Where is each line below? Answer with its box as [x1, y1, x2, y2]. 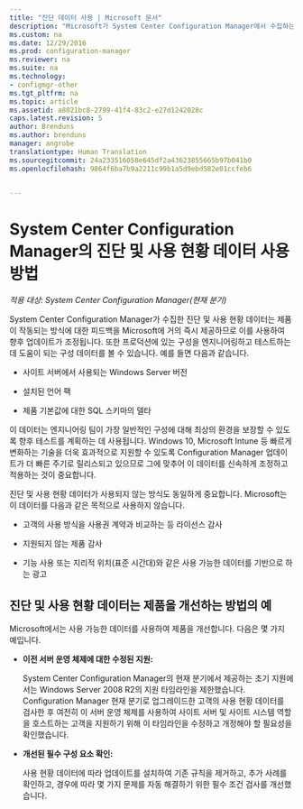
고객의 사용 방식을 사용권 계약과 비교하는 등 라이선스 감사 [22, 519, 223, 530]
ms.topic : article [9, 97, 78, 106]
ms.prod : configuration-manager [9, 47, 131, 56]
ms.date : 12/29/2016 [9, 38, 87, 48]
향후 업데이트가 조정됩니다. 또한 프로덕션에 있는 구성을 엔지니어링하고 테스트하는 [9, 336, 291, 347]
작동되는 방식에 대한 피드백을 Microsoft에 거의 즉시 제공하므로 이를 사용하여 [18, 326, 286, 336]
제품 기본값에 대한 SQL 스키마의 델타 [22, 405, 151, 416]
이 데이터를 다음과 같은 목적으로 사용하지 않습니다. [9, 500, 186, 510]
